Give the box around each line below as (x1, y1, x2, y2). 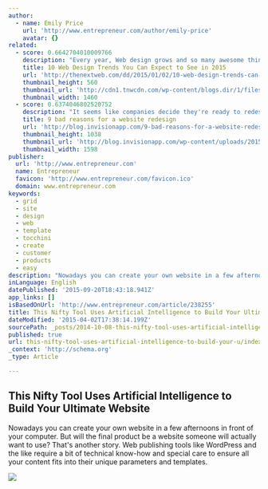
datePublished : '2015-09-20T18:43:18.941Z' (8, 286, 156, 294)
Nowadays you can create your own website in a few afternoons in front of (8, 423, 254, 432)
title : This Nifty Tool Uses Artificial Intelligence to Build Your (8, 308, 241, 316)
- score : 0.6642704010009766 (15, 49, 112, 57)
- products (15, 256, 52, 264)
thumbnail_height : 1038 (22, 130, 102, 138)
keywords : (8, 189, 41, 198)
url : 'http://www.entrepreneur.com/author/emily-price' (22, 26, 213, 34)
